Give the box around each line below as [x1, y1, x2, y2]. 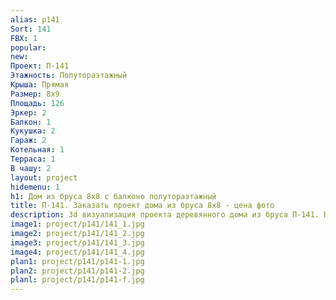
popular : [10, 42, 47, 53]
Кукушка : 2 [10, 126, 56, 136]
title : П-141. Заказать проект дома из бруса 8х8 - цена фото [10, 201, 275, 211]
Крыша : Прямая [10, 80, 70, 90]
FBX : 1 [10, 33, 38, 43]
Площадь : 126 [10, 98, 65, 108]
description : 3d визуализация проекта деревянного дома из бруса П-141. [10, 210, 320, 220]
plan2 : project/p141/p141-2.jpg [10, 266, 145, 276]
